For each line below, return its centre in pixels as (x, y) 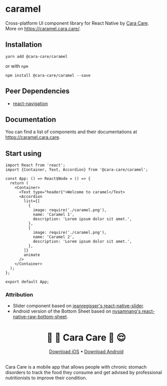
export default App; (27, 282)
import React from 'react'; (35, 165)
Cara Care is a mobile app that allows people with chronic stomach (76, 367)
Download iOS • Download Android (86, 352)
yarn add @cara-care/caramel (36, 56)
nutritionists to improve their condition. (46, 378)
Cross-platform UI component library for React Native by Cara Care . (77, 23)
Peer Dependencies (38, 91)
